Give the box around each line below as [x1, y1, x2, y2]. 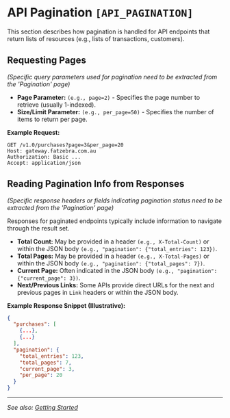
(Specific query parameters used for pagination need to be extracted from [7, 73, 218, 81]
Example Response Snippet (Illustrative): [7, 301, 126, 309]
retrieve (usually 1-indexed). [16, 101, 96, 109]
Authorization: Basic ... [7, 153, 81, 160]
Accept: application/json [7, 159, 81, 166]
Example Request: [7, 128, 60, 136]
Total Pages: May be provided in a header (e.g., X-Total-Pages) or [16, 252, 210, 260]
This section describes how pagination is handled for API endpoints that [7, 27, 210, 36]
